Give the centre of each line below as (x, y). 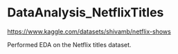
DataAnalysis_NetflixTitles (86, 13)
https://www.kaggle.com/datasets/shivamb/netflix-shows (89, 31)
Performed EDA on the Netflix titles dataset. (69, 44)
